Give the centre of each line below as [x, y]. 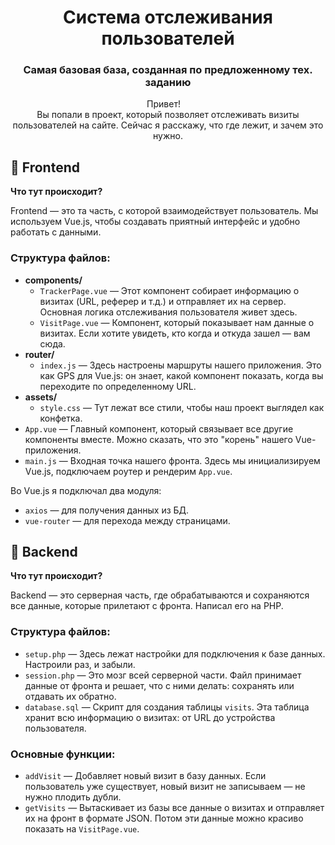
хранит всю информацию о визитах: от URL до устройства [150, 717]
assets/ [41, 397]
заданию [168, 83]
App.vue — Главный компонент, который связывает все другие [159, 428]
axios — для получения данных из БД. [107, 510]
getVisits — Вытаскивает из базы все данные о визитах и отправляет [174, 807]
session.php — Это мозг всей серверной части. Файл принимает [163, 675]
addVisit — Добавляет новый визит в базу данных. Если [145, 775]
